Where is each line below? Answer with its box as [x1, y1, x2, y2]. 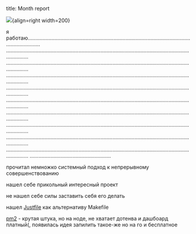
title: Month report [6, 5, 50, 12]
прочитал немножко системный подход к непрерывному [6, 163, 149, 170]
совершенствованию [6, 170, 60, 177]
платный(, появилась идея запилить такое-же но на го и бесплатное [6, 221, 178, 228]
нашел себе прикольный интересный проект [6, 181, 118, 188]
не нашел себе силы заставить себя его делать [6, 193, 125, 199]
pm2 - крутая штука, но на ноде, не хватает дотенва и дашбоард [6, 215, 169, 222]
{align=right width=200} [12, 17, 70, 24]
